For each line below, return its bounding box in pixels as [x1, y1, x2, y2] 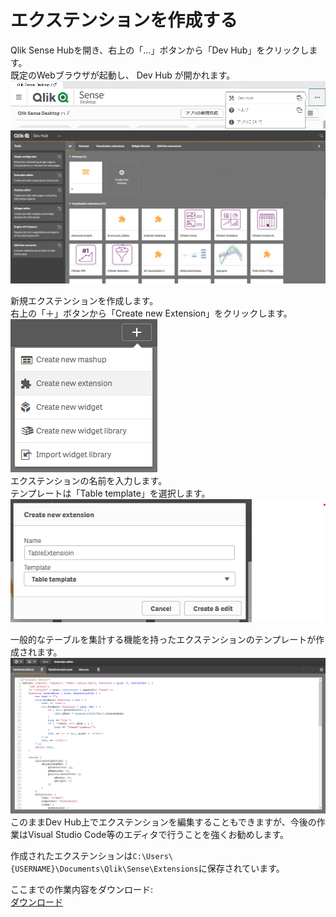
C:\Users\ [132, 851, 174, 861]
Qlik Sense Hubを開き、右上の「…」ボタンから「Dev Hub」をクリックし [10, 44, 310, 56]
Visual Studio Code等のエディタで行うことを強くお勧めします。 [27, 828, 290, 840]
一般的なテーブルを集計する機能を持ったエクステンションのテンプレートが [10, 634, 317, 646]
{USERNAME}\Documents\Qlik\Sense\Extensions [10, 864, 199, 874]
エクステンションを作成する [10, 9, 238, 32]
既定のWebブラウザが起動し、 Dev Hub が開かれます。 [10, 69, 236, 81]
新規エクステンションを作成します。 [10, 295, 159, 307]
